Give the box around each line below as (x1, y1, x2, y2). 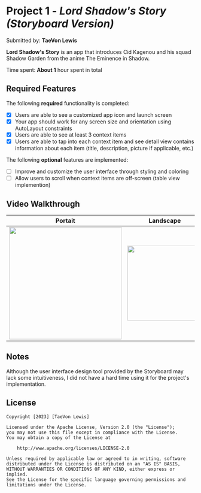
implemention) (14, 182, 51, 189)
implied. (6, 471, 28, 477)
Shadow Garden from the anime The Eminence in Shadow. (6, 55, 150, 62)
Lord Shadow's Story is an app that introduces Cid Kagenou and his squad (6, 48, 191, 55)
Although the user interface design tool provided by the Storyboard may (6, 367, 184, 375)
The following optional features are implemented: (6, 156, 129, 163)
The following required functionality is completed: (6, 99, 130, 107)
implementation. (6, 380, 46, 388)
